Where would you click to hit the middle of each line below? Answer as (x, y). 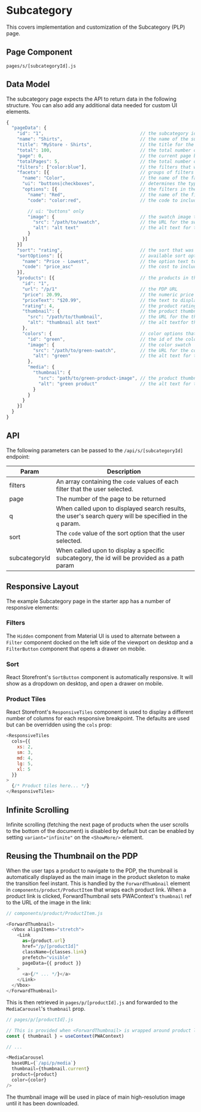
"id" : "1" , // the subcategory (103, 134)
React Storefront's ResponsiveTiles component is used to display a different (100, 712)
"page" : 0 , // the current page (104, 156)
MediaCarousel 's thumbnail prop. (46, 1008)
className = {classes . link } (54, 952)
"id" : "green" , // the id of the (106, 339)
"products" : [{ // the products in (103, 278)
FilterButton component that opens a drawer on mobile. (76, 649)
